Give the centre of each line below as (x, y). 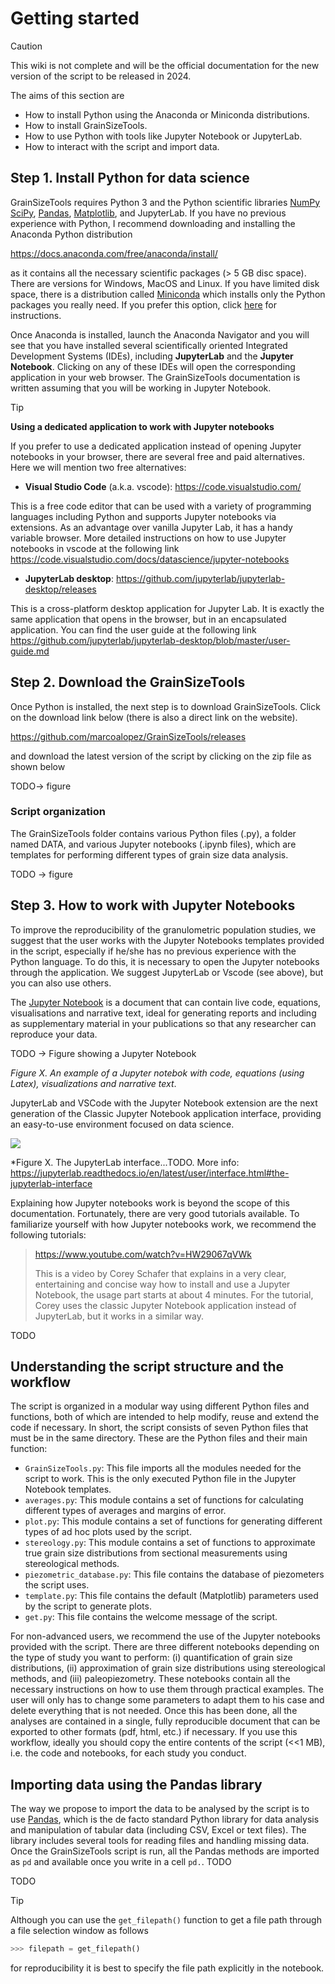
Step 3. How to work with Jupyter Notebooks (153, 905)
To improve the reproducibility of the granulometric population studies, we (163, 929)
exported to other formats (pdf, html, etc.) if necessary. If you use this (154, 1732)
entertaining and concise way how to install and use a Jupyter (162, 1284)
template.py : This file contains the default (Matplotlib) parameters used (171, 1596)
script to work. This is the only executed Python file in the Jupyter (160, 1479)
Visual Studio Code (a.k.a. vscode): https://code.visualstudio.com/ (163, 486)
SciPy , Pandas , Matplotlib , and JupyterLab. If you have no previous (148, 213)
